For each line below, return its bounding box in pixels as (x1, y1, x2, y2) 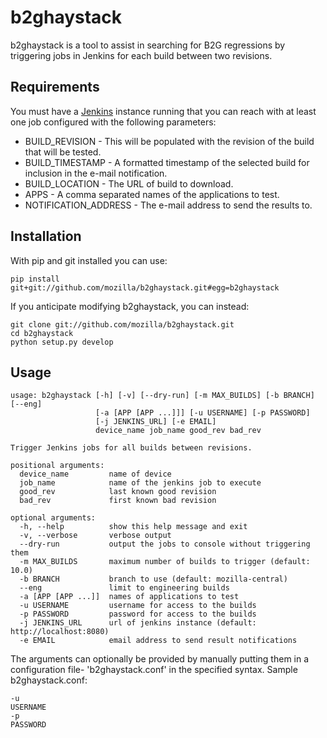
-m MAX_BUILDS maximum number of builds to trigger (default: (19, 557, 311, 567)
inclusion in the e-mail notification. (24, 167, 168, 179)
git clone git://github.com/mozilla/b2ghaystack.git (10, 319, 235, 330)
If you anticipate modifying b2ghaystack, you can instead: (10, 300, 250, 312)
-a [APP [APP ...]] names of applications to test (19, 592, 240, 602)
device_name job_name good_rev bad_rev (95, 426, 262, 436)
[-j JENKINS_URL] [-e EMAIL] (95, 417, 217, 427)
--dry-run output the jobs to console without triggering (19, 539, 311, 550)
